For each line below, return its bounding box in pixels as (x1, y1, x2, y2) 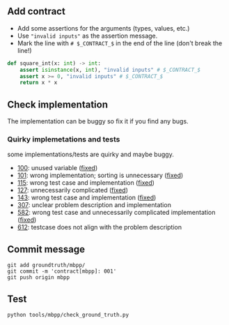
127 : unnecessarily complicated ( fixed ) (17, 186, 129, 195)
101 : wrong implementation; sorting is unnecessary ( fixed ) (17, 171, 184, 180)
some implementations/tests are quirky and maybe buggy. (7, 150, 174, 159)
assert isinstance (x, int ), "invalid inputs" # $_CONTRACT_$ (19, 66, 200, 73)
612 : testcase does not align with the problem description (17, 223, 182, 232)
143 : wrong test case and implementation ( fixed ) (17, 193, 157, 202)
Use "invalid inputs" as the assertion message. (17, 31, 158, 40)
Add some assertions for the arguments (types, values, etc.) (17, 24, 190, 32)
